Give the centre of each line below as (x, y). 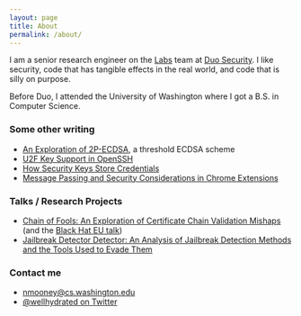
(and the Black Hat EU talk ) (72, 230)
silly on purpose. (40, 79)
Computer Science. (45, 106)
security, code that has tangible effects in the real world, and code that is (145, 69)
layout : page (34, 18)
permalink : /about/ (46, 34)
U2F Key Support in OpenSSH (77, 158)
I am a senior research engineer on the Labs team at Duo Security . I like (142, 60)
